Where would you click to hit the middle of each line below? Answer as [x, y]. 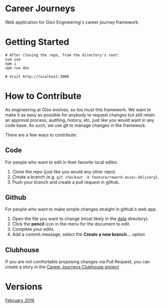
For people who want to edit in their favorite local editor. [62, 162]
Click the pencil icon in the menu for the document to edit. [71, 224]
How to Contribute [43, 96]
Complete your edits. [33, 229]
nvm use [13, 59]
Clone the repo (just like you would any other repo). [64, 171]
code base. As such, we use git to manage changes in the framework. [76, 125]
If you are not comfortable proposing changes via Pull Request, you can [78, 262]
